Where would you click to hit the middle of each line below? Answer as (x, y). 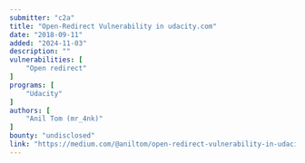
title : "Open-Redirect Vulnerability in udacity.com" (113, 26)
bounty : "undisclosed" (52, 136)
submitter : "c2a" (42, 18)
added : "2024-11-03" (49, 43)
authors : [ (30, 110)
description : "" (40, 52)
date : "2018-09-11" (46, 34)
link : (20, 144)
